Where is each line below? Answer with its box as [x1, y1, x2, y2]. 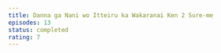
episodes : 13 [8, 19, 51, 26]
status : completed [8, 26, 69, 34]
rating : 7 [8, 33, 41, 41]
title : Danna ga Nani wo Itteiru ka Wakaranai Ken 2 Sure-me [8, 11, 214, 19]
